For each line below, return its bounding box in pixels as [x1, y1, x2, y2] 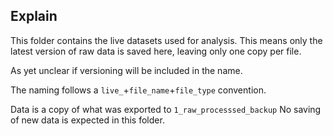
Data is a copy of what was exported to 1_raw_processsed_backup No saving [10, 103, 322, 115]
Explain [10, 8, 58, 25]
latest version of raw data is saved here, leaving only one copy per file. [10, 45, 302, 57]
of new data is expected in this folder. [10, 114, 165, 126]
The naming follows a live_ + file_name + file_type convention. [10, 84, 267, 96]
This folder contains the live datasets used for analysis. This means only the [10, 34, 323, 46]
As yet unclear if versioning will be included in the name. [10, 64, 243, 76]
